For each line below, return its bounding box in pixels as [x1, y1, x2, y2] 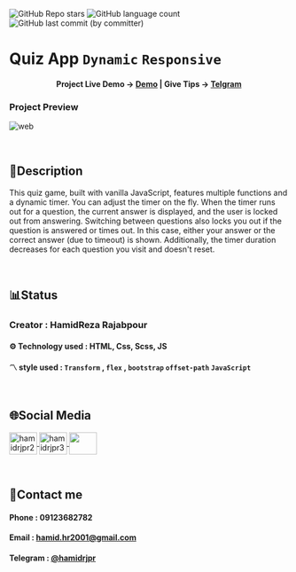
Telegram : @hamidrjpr [9, 552, 96, 563]
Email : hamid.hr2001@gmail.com [9, 532, 137, 543]
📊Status [9, 288, 58, 303]
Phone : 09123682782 [9, 512, 93, 522]
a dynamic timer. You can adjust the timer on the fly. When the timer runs [9, 196, 277, 208]
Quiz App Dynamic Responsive [9, 49, 222, 69]
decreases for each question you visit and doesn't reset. [9, 244, 215, 255]
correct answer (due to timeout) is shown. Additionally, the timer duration [9, 234, 277, 245]
